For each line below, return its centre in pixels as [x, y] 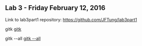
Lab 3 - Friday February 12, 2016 [55, 8]
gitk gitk [13, 29]
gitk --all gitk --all [23, 38]
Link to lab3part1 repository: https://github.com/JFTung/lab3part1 [71, 19]
